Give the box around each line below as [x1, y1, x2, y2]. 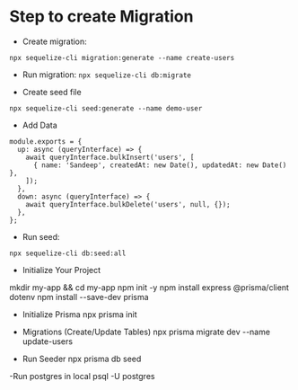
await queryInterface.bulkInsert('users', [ [25, 153, 195, 162]
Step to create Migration [9, 6, 194, 27]
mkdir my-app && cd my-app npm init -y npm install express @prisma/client [9, 281, 290, 293]
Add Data [22, 120, 58, 130]
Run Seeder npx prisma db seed [22, 353, 142, 364]
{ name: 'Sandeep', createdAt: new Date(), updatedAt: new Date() [32, 160, 287, 170]
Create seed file [22, 86, 83, 97]
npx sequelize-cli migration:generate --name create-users [9, 53, 235, 62]
